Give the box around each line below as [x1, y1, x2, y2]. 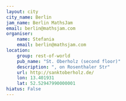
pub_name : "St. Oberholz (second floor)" [17, 58, 121, 64]
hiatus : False [6, 86, 42, 92]
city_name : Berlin [6, 14, 52, 20]
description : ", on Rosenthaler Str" [17, 64, 111, 70]
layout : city [6, 8, 39, 15]
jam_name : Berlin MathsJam [6, 20, 73, 26]
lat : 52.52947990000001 [17, 81, 76, 87]
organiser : [6, 31, 33, 37]
